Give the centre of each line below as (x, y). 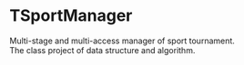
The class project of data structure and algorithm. (102, 50)
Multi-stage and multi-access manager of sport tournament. (122, 41)
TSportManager (71, 16)
